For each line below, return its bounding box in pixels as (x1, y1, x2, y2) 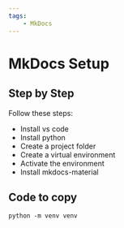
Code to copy (8, 190, 78, 204)
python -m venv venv (8, 212, 79, 220)
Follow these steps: (8, 108, 73, 118)
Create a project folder (19, 141, 96, 151)
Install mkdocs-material (19, 167, 99, 177)
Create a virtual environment (19, 149, 116, 159)
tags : (8, 11, 27, 20)
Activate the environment (19, 158, 105, 168)
